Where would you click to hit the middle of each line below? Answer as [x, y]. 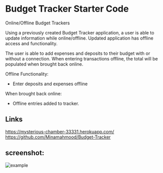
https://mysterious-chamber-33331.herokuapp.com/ [60, 131]
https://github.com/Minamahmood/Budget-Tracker [58, 137]
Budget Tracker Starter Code [67, 9]
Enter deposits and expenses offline [50, 84]
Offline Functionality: [27, 74]
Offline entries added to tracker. [46, 103]
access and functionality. [31, 43]
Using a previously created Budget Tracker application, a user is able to [80, 32]
